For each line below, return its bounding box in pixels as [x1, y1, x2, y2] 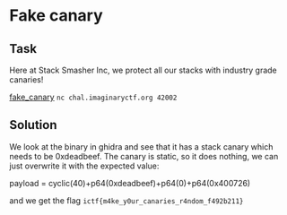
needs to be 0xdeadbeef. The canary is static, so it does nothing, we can [9, 150, 279, 161]
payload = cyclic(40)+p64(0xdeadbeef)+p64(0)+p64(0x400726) [9, 177, 251, 188]
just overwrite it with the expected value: [9, 160, 160, 171]
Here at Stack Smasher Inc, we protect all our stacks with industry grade [9, 64, 278, 75]
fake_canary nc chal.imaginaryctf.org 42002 [9, 91, 178, 102]
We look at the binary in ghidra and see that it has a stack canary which [9, 141, 274, 152]
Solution [9, 117, 57, 133]
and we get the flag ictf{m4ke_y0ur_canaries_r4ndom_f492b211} [9, 194, 244, 206]
